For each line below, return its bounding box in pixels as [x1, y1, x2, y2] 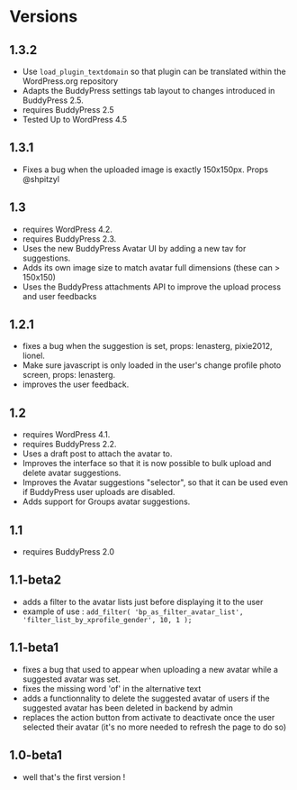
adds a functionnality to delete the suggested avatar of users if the [22, 693, 270, 703]
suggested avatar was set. [22, 674, 121, 684]
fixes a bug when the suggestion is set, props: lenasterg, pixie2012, [22, 341, 273, 352]
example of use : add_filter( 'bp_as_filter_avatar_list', [22, 606, 244, 617]
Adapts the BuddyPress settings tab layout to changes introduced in [22, 86, 275, 96]
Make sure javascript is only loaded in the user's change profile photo [22, 360, 282, 371]
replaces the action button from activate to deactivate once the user [22, 712, 275, 722]
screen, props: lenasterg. [22, 370, 116, 381]
